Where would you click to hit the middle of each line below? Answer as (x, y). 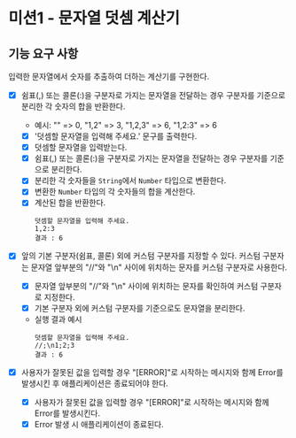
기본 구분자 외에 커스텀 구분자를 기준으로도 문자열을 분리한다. (140, 308)
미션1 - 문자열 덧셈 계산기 (94, 18)
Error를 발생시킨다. (67, 413)
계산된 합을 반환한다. (70, 203)
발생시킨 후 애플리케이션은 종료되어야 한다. (95, 383)
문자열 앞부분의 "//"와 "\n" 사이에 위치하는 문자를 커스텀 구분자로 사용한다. (159, 267)
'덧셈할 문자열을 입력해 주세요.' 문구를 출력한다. (116, 136)
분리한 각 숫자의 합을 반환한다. (73, 106)
